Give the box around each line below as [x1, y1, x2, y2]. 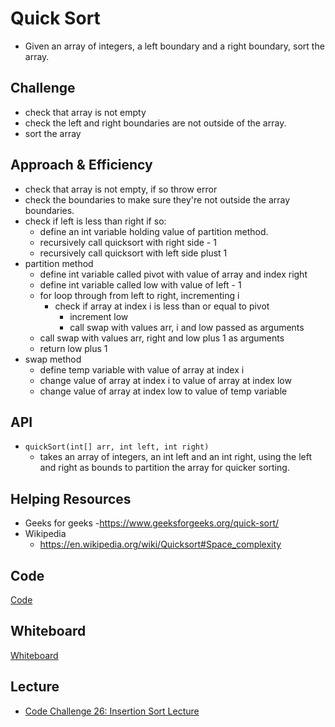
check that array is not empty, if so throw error [24, 183, 218, 195]
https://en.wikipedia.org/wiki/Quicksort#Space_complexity [39, 538, 282, 551]
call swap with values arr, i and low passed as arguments [69, 321, 305, 333]
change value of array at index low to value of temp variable [39, 385, 288, 397]
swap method [24, 353, 82, 365]
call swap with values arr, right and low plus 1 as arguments [39, 332, 285, 344]
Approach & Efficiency [10, 157, 153, 174]
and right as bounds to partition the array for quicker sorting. [39, 462, 290, 474]
